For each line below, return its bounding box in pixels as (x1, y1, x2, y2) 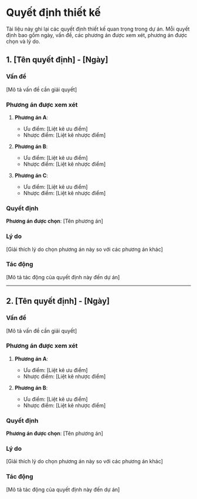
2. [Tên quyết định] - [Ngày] (6, 296, 110, 306)
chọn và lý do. (6, 38, 40, 45)
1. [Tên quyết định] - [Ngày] (6, 55, 108, 65)
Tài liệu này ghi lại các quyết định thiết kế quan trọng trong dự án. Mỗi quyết (6, 25, 190, 32)
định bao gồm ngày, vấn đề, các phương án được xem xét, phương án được (6, 31, 188, 38)
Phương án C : (14, 172, 49, 179)
